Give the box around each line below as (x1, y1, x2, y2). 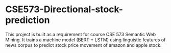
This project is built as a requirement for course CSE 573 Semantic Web (5, 31, 156, 37)
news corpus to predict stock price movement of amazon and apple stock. (5, 42, 162, 48)
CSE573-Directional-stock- (5, 4, 124, 15)
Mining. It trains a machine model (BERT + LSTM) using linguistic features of (5, 37, 166, 43)
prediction (5, 14, 50, 26)
